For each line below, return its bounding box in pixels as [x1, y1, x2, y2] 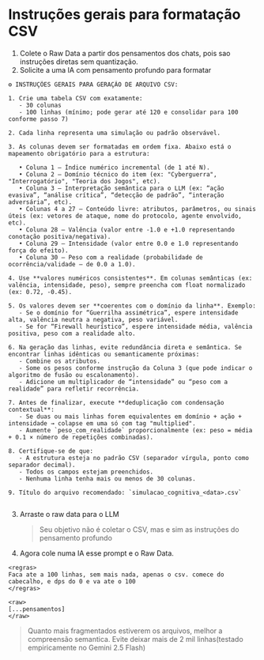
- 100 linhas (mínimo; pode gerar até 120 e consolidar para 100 [18, 108, 239, 116]
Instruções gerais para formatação [8, 6, 241, 24]
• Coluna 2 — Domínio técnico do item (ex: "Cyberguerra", [18, 170, 217, 179]
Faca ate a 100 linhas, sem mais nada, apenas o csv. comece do [8, 571, 224, 579]
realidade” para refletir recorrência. [8, 385, 140, 393]
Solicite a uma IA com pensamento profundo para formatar [19, 65, 212, 74]
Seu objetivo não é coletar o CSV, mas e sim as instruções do [39, 524, 239, 534]
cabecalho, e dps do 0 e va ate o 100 [8, 577, 136, 586]
